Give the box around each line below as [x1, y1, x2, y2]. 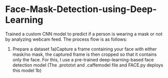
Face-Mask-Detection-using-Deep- [5, 4, 157, 15]
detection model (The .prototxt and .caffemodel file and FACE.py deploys [12, 62, 163, 68]
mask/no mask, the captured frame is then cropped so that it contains [12, 51, 157, 57]
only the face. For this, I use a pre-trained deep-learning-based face [12, 56, 154, 62]
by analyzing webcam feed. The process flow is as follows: [5, 36, 127, 42]
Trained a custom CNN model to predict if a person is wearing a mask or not [5, 31, 162, 37]
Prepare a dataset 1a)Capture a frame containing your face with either [12, 46, 157, 52]
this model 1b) [12, 67, 42, 73]
